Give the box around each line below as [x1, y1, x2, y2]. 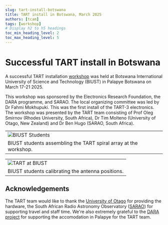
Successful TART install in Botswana [5, 57, 161, 68]
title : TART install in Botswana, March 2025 [5, 12, 101, 17]
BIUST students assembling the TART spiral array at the [7, 139, 138, 146]
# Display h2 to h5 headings [5, 26, 66, 31]
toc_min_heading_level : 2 [5, 30, 59, 35]
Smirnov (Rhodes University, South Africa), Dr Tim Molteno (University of [5, 114, 156, 120]
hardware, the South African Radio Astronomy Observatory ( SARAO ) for [5, 203, 153, 209]
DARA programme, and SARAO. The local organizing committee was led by [5, 98, 159, 105]
